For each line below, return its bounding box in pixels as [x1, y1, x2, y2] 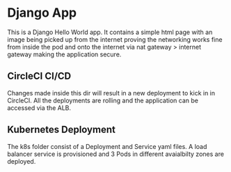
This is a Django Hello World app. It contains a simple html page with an [7, 28, 213, 36]
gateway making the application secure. [7, 50, 122, 58]
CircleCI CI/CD [7, 70, 72, 82]
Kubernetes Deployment [7, 124, 116, 136]
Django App [7, 5, 77, 21]
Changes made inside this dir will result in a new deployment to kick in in [7, 88, 216, 97]
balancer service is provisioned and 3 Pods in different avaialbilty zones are [7, 150, 225, 158]
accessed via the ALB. [7, 103, 72, 112]
